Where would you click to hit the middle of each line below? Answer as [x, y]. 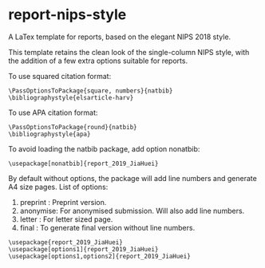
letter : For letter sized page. [66, 219]
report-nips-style [67, 15]
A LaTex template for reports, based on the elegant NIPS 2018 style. [120, 37]
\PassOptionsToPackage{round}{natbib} [73, 127]
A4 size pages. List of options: [58, 187]
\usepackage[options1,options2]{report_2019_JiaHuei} [100, 256]
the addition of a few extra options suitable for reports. [98, 61]
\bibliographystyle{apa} [49, 134]
